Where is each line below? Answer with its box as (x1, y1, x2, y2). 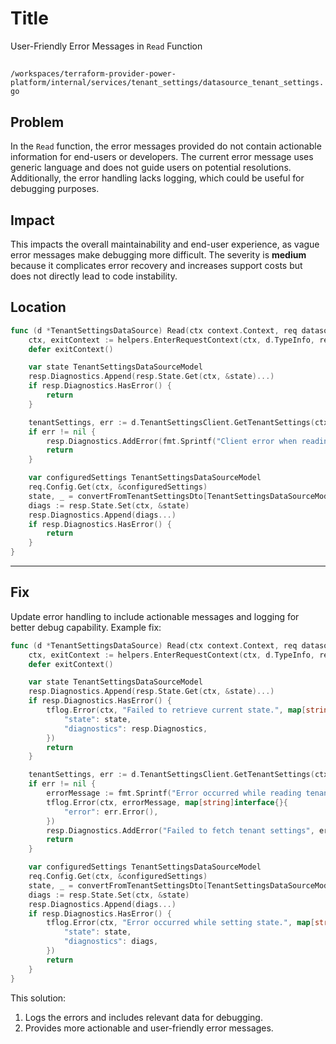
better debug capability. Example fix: (10, 621, 162, 633)
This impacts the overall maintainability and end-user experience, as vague (10, 238, 320, 250)
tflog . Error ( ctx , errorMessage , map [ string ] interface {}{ (46, 797, 288, 807)
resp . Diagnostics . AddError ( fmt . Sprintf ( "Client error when (46, 436, 298, 446)
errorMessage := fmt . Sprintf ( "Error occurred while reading (46, 788, 302, 799)
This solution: (10, 992, 67, 1004)
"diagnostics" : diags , (63, 937, 159, 947)
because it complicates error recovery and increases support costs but (10, 259, 303, 271)
